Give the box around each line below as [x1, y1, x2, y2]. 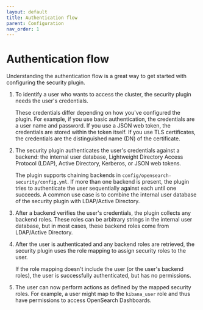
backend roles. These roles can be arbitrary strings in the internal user [15, 216, 193, 223]
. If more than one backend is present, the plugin [66, 178, 190, 186]
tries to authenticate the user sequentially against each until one [15, 184, 177, 192]
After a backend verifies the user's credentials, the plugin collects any [15, 209, 191, 217]
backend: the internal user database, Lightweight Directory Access [15, 153, 183, 160]
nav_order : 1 [6, 26, 40, 32]
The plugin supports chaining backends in [15, 171, 121, 179]
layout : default [6, 9, 48, 15]
